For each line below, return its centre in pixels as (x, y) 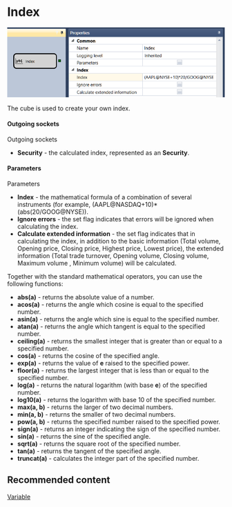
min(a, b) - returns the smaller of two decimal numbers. (96, 415)
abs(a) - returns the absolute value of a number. (86, 297)
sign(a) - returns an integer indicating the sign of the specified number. (119, 429)
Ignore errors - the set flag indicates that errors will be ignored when (115, 219)
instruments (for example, (54, 205)
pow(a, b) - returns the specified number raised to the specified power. (119, 422)
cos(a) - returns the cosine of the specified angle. (88, 356)
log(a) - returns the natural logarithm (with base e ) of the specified (112, 385)
